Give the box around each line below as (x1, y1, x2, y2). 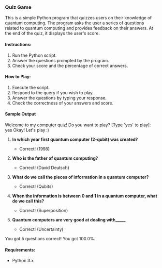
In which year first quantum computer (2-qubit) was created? (12, 136, 138, 142)
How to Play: (5, 74, 31, 80)
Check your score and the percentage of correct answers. (12, 63, 128, 68)
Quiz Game (5, 4, 32, 11)
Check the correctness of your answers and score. (12, 100, 114, 106)
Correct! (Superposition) (19, 207, 68, 213)
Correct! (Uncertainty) (19, 226, 64, 232)
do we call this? (12, 198, 44, 204)
